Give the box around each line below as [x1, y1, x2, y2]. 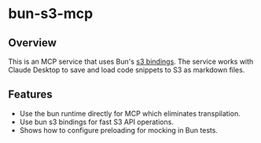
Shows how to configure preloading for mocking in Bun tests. [19, 125, 219, 134]
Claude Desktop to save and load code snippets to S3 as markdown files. [8, 65, 245, 75]
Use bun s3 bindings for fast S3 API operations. [19, 117, 175, 126]
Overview [8, 36, 57, 49]
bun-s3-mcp [8, 5, 94, 23]
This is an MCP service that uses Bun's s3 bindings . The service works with [8, 57, 254, 66]
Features [8, 88, 53, 101]
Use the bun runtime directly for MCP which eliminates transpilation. [19, 108, 241, 118]
